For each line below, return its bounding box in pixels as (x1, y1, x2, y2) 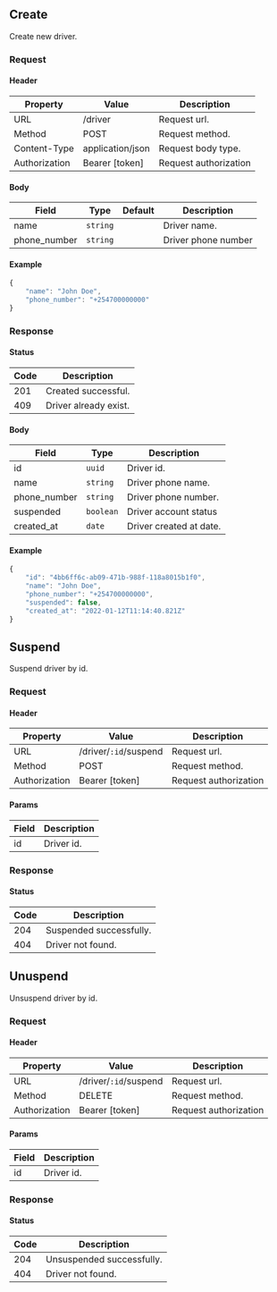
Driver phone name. (126, 477, 210, 489)
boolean (86, 507, 119, 517)
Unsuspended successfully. (46, 1254, 163, 1266)
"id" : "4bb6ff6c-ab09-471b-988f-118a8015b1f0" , (25, 573, 206, 582)
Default (122, 205, 155, 217)
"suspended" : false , (25, 598, 102, 607)
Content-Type (13, 142, 74, 155)
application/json (82, 142, 150, 155)
